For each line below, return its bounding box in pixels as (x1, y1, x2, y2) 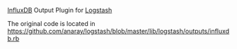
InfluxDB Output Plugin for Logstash (7, 6, 112, 14)
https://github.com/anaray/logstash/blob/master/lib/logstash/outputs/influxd (7, 27, 230, 35)
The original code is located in (7, 20, 96, 27)
